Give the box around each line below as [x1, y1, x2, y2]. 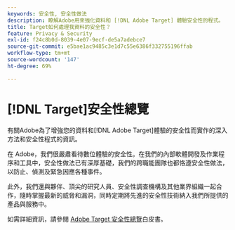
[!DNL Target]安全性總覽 [7, 101, 149, 117]
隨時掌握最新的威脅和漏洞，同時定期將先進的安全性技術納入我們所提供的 [19, 191, 229, 199]
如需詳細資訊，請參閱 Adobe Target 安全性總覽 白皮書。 [7, 215, 167, 223]
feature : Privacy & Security [7, 30, 93, 37]
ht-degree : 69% [7, 63, 52, 70]
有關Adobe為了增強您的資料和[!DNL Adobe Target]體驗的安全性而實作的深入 [7, 126, 228, 134]
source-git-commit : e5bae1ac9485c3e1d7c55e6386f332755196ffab [7, 43, 193, 50]
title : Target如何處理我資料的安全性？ [7, 23, 111, 30]
